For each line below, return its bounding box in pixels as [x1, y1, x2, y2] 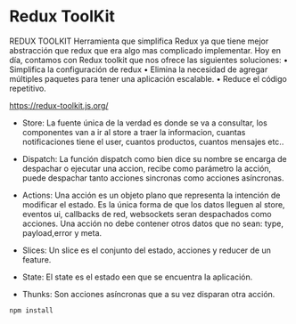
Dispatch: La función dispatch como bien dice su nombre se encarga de [21, 153, 287, 164]
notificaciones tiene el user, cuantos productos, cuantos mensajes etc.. [21, 136, 284, 147]
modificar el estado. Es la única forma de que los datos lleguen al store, [21, 198, 285, 210]
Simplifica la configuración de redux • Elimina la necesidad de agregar [9, 64, 268, 75]
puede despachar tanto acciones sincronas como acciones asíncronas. [21, 172, 284, 183]
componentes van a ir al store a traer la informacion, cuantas [21, 126, 246, 137]
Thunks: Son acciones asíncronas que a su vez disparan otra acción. [21, 288, 275, 299]
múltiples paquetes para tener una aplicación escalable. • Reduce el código [9, 73, 287, 84]
